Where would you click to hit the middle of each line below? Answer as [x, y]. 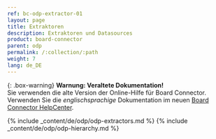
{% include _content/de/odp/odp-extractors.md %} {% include [98, 121]
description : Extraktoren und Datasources [70, 33]
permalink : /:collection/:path [53, 53]
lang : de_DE [24, 65]
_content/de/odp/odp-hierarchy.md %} [63, 128]
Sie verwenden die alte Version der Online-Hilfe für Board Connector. [107, 92]
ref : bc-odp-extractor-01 [45, 14]
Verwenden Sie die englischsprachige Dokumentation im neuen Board [108, 100]
